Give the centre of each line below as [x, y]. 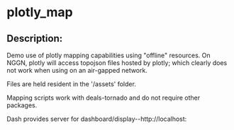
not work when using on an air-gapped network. [77, 70]
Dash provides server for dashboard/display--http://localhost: [97, 119]
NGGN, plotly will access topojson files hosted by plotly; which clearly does [117, 63]
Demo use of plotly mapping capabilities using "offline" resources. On [108, 55]
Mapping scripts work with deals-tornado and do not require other [104, 97]
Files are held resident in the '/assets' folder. [71, 84]
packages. [22, 105]
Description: [35, 39]
